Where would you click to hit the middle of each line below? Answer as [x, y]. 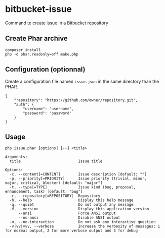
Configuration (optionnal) [45, 70]
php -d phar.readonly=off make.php [42, 54]
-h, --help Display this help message [72, 200]
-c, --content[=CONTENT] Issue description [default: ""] [78, 175]
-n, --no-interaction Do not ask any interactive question [82, 222]
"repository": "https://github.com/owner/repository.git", [76, 100]
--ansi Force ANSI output [67, 213]
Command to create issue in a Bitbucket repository [57, 23]
